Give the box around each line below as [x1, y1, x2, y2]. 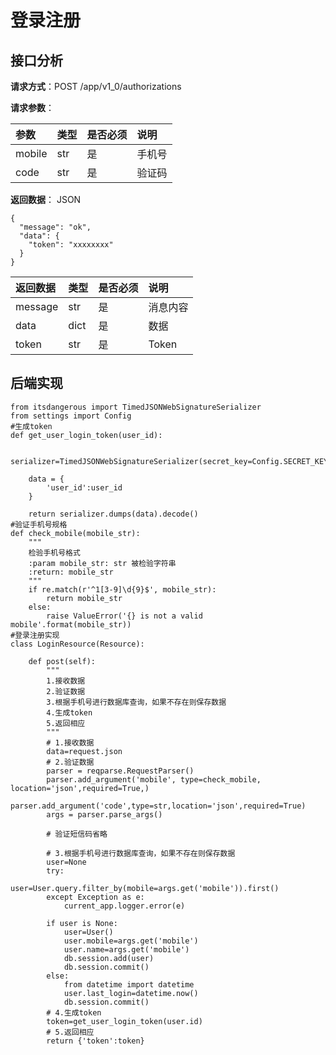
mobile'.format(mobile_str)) [10, 619, 132, 630]
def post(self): [28, 656, 97, 666]
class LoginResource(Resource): [10, 639, 145, 649]
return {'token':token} [46, 1036, 145, 1046]
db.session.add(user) [63, 953, 155, 963]
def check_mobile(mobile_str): [10, 528, 141, 538]
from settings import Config [10, 411, 132, 421]
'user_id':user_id [46, 482, 123, 493]
